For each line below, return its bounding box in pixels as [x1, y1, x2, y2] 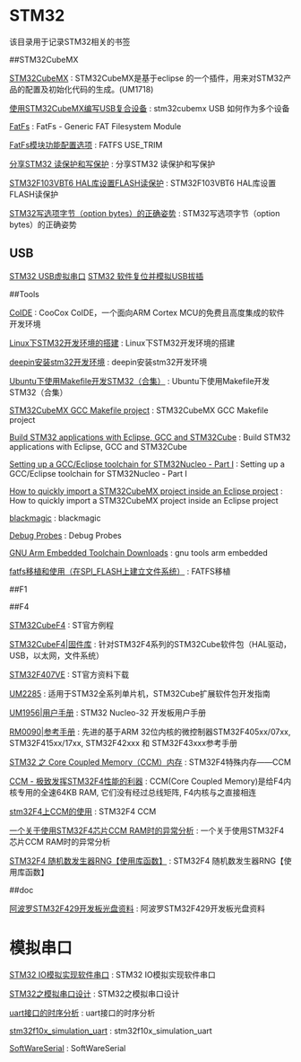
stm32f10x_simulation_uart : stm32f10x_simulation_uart [9, 1025, 212, 1036]
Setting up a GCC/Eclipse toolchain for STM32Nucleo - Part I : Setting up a [9, 459, 285, 470]
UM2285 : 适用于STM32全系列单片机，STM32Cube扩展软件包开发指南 [9, 688, 271, 698]
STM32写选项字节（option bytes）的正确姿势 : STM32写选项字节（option [9, 207, 280, 218]
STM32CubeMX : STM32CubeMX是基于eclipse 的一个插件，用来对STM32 [9, 73, 284, 83]
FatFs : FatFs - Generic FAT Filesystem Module [9, 120, 182, 131]
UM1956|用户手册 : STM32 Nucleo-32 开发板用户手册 [9, 707, 206, 718]
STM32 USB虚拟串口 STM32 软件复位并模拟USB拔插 [9, 270, 204, 281]
